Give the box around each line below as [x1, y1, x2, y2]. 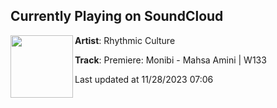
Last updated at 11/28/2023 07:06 [74, 73, 214, 85]
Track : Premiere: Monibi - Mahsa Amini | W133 [74, 54, 267, 66]
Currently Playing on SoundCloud [10, 8, 224, 25]
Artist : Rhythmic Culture [74, 34, 176, 46]
